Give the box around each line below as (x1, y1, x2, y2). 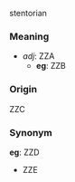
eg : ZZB (35, 61, 66, 72)
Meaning (9, 30, 50, 43)
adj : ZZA (22, 51, 55, 62)
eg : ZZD (9, 147, 40, 158)
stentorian (9, 8, 48, 18)
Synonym (9, 126, 52, 139)
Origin (9, 83, 38, 96)
